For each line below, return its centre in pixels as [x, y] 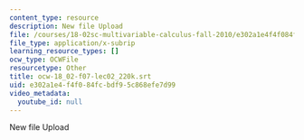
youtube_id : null [50, 102]
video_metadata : [40, 93]
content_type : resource [54, 18]
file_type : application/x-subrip [72, 43]
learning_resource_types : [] [64, 51]
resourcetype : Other [48, 69]
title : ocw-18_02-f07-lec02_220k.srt [81, 77]
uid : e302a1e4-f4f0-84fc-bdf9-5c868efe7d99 [93, 85]
